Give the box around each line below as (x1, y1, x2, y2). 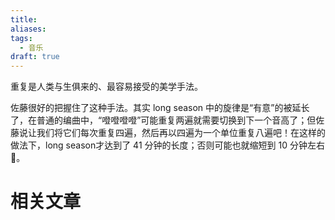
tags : (10, 33, 33, 43)
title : (10, 14, 38, 25)
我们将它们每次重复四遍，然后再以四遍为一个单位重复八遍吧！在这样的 (36, 127, 326, 139)
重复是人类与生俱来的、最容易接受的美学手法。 (10, 81, 203, 93)
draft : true (10, 52, 60, 62)
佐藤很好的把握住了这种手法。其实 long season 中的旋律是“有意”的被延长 (10, 102, 310, 114)
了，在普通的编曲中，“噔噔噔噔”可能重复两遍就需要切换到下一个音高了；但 (10, 114, 317, 126)
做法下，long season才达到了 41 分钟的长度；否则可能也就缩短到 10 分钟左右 (10, 139, 325, 151)
